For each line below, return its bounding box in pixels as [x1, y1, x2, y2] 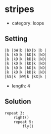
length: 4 [11, 82, 31, 88]
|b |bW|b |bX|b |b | [4, 47, 48, 53]
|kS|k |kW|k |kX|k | [4, 74, 48, 79]
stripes [4, 3, 35, 15]
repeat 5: [13, 119, 34, 124]
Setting [4, 34, 28, 43]
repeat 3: [4, 110, 25, 115]
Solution [4, 97, 31, 106]
